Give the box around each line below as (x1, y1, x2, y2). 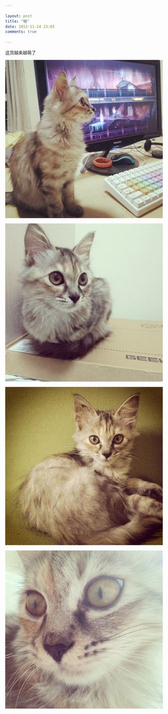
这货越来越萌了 (5, 50, 36, 55)
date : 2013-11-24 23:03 (5, 24, 55, 29)
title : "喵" (5, 19, 29, 24)
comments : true (5, 29, 37, 35)
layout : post (5, 13, 32, 19)
